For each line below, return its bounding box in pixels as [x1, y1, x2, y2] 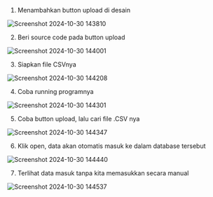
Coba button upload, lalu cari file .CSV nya [17, 115, 140, 123]
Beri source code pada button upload [17, 33, 125, 41]
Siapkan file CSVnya [17, 60, 77, 69]
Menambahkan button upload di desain [17, 6, 131, 14]
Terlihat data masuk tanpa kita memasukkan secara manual [17, 169, 189, 177]
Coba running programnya [17, 88, 94, 95]
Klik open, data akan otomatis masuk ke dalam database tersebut [17, 142, 206, 150]
